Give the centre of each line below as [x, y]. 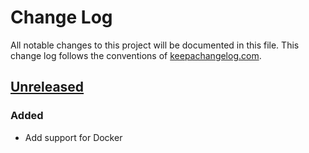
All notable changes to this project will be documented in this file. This [155, 45]
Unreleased [47, 87]
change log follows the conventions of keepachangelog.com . [136, 55]
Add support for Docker [73, 137]
